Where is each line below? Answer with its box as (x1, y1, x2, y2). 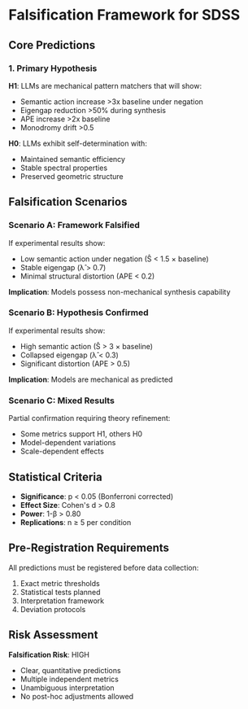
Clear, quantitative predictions (20, 665, 121, 675)
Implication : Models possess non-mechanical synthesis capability (8, 287, 231, 296)
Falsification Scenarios (8, 195, 128, 209)
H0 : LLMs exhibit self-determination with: (8, 138, 148, 148)
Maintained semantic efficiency (20, 154, 126, 164)
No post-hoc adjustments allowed (20, 691, 134, 701)
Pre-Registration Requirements (8, 541, 169, 555)
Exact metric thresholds (20, 578, 100, 588)
